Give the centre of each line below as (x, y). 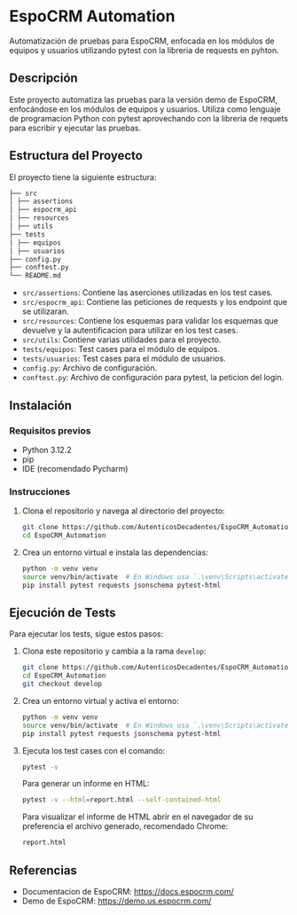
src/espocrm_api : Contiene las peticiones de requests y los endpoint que (155, 302)
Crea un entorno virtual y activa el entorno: (100, 700)
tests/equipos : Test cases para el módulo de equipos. (121, 349)
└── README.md (35, 276)
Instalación (41, 405)
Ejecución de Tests (63, 612)
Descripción (43, 78)
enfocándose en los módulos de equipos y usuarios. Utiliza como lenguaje (145, 109)
